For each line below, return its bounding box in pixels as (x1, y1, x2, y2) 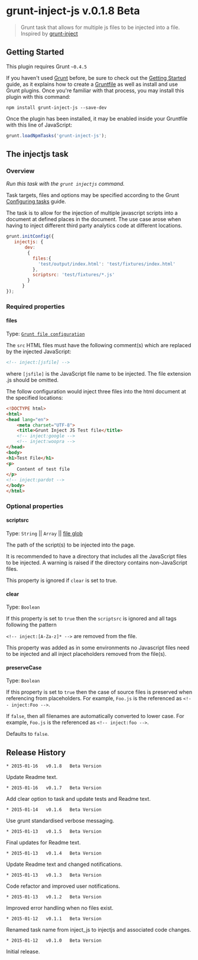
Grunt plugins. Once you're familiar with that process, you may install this (6, 87, 184, 94)
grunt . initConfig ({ (6, 234, 54, 240)
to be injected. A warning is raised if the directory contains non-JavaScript (6, 559, 187, 566)
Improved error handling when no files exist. (6, 904, 113, 911)
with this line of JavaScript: (6, 121, 73, 128)
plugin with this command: (6, 93, 71, 100)
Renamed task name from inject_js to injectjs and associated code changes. (6, 926, 191, 933)
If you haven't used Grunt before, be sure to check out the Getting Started (6, 74, 186, 81)
